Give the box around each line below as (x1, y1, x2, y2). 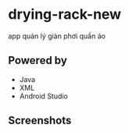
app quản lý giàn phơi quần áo (8, 31, 106, 41)
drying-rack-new (8, 5, 122, 23)
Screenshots (8, 114, 72, 127)
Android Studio (19, 91, 68, 101)
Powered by (8, 54, 68, 67)
